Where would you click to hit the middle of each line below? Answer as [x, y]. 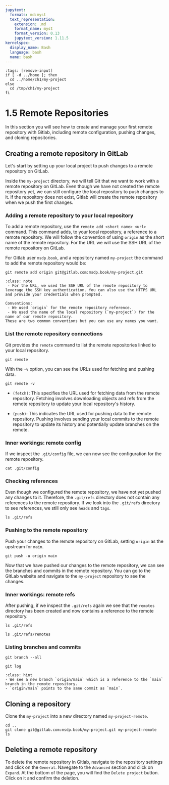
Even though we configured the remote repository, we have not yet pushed [83, 492]
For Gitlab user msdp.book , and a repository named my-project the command [84, 258]
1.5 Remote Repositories [57, 113]
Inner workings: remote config [43, 443]
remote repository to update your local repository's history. [74, 404]
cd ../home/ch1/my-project [38, 80]
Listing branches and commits [43, 647]
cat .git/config [22, 468]
